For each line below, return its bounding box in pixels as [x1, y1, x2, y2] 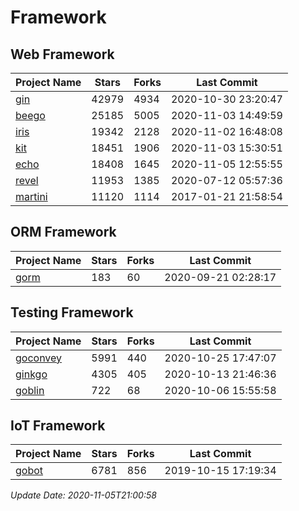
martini [15, 190, 48, 203]
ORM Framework [10, 224, 117, 241]
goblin [15, 383, 45, 397]
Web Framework [10, 46, 115, 63]
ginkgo [15, 367, 48, 381]
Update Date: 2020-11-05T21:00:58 [10, 489, 157, 501]
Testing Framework [10, 304, 134, 321]
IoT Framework [10, 417, 106, 435]
